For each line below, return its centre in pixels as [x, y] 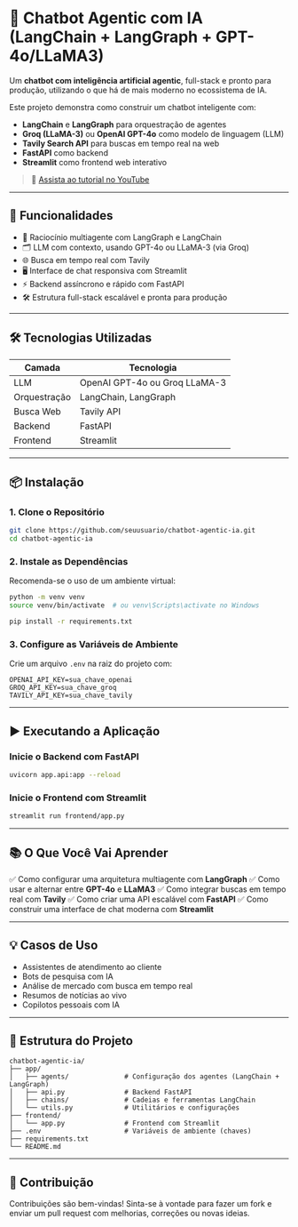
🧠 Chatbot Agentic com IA [106, 18]
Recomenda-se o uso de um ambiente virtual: [92, 581]
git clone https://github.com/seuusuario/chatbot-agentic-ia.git [132, 531]
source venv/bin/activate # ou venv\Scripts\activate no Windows [134, 605]
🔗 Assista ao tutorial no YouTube [90, 179]
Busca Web [38, 411]
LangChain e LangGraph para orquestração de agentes [124, 124]
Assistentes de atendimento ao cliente [92, 966]
